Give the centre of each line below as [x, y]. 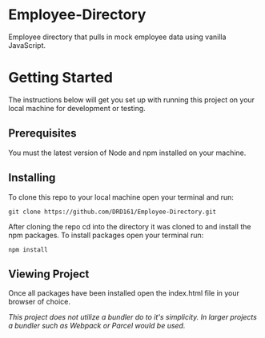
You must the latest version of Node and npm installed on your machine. [127, 153]
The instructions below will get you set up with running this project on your [131, 99]
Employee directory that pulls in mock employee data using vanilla [117, 37]
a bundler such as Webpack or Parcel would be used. [97, 326]
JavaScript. [27, 45]
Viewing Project [49, 274]
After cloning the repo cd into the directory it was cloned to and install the [130, 226]
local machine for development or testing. [77, 108]
